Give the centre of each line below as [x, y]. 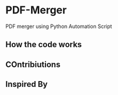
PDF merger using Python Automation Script [59, 26]
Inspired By [27, 84]
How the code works [44, 45]
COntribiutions [33, 64]
